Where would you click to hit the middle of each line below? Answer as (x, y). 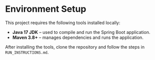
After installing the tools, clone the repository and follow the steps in (75, 47)
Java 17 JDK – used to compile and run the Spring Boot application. (81, 32)
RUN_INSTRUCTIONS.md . (27, 52)
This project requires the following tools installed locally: (63, 23)
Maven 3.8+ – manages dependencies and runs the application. (78, 37)
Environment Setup (46, 9)
